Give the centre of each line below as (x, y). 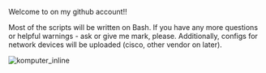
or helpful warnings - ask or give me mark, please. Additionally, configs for (133, 36)
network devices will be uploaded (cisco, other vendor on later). (116, 45)
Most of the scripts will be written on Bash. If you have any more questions (133, 27)
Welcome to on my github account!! (68, 12)
